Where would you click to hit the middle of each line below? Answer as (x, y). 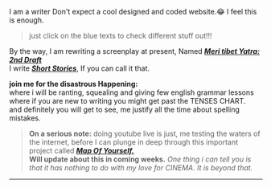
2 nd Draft (26, 60)
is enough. (27, 20)
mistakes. (25, 118)
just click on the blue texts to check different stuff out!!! (120, 36)
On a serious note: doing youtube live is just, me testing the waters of (144, 133)
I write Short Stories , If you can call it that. (80, 68)
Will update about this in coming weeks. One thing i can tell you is (140, 159)
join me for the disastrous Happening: (74, 84)
